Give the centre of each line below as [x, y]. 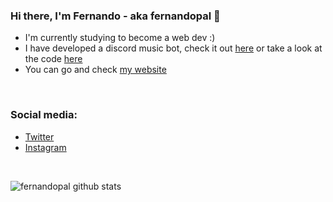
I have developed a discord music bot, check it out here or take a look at [173, 48]
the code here [53, 59]
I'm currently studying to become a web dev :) [120, 38]
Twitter [39, 136]
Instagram [45, 147]
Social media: [44, 115]
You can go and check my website [95, 70]
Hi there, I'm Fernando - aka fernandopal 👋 [115, 16]
